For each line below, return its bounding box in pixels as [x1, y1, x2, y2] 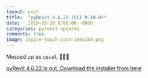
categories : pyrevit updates [6, 25, 80, 32]
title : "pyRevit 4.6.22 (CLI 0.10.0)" [6, 14, 107, 20]
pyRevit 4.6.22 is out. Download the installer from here [6, 65, 142, 72]
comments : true [6, 31, 45, 37]
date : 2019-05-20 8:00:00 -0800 [6, 20, 94, 26]
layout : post [6, 8, 39, 15]
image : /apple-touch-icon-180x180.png [6, 37, 104, 43]
